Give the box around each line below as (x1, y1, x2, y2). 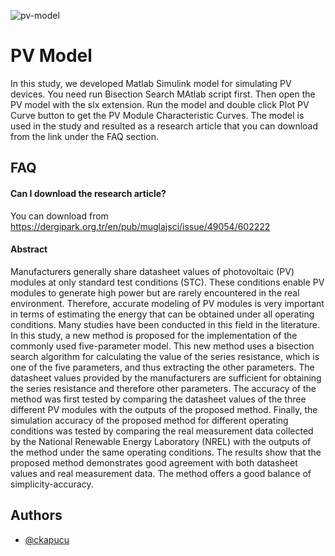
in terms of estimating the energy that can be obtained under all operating (10, 308, 315, 320)
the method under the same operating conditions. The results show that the (10, 446, 322, 458)
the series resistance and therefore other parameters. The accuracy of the (10, 382, 317, 394)
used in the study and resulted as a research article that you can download (10, 120, 319, 132)
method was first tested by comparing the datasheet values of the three (10, 393, 307, 405)
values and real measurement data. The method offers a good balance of (10, 467, 312, 479)
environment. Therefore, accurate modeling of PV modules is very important (10, 297, 325, 309)
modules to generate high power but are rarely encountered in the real (10, 286, 300, 299)
